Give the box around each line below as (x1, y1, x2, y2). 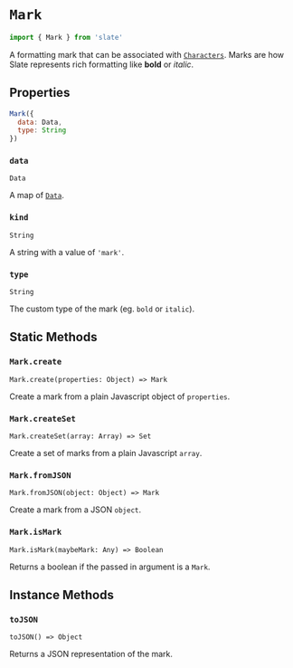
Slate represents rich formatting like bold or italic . (9, 59, 194, 70)
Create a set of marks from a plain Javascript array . (9, 448, 203, 458)
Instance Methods (9, 587, 115, 603)
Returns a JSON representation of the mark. (9, 649, 174, 660)
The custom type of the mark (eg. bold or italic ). (9, 303, 195, 314)
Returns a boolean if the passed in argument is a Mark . (9, 561, 211, 572)
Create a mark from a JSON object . (9, 504, 142, 515)
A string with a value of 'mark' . (9, 246, 125, 257)
